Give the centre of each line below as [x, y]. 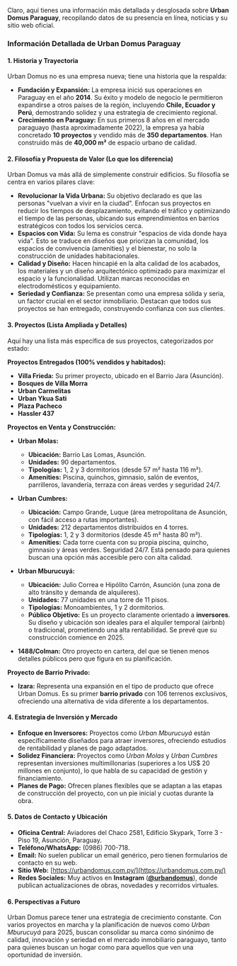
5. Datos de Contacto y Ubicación [57, 817]
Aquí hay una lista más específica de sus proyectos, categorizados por [111, 341]
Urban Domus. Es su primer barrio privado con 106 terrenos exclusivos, [122, 693]
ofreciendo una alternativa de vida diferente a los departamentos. [113, 701]
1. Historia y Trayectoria [43, 60]
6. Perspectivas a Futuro [44, 902]
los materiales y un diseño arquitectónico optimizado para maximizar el [121, 271]
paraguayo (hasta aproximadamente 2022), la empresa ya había [111, 127]
